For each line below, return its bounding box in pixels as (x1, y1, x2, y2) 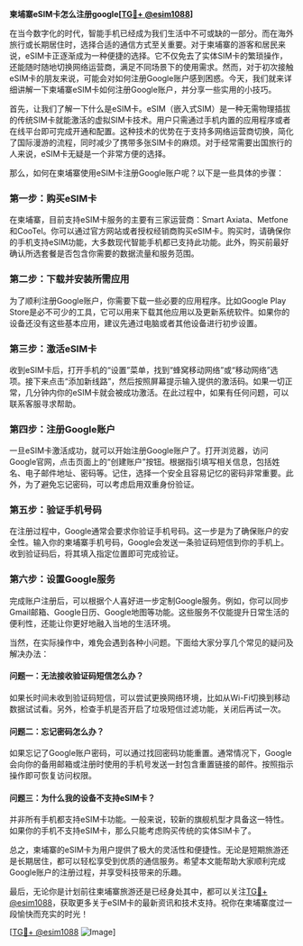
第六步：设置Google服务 (9, 573, 115, 586)
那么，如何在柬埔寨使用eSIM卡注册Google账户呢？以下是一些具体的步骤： (9, 168, 284, 178)
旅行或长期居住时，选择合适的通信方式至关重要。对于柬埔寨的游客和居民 (9, 40, 278, 50)
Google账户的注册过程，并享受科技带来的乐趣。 (9, 867, 187, 878)
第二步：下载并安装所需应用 (9, 273, 130, 286)
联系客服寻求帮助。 (9, 398, 81, 409)
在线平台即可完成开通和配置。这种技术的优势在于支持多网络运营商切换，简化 (9, 126, 294, 136)
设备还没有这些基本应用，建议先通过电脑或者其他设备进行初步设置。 (9, 317, 262, 328)
